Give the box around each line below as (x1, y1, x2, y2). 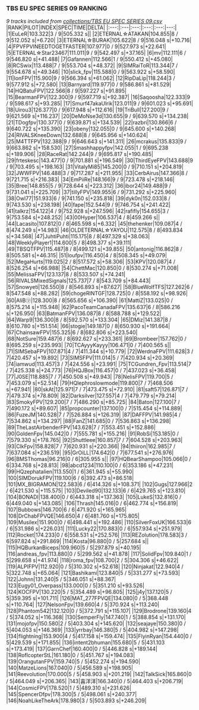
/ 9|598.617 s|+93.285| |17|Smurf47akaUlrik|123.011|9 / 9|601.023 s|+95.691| (6, 100, 194, 107)
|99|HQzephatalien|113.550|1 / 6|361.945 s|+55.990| (6, 468, 134, 475)
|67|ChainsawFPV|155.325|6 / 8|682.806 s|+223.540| (6, 329, 138, 336)
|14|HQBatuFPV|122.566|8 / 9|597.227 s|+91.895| (6, 88, 127, 95)
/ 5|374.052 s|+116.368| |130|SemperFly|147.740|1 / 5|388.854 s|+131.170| (6, 614, 186, 621)
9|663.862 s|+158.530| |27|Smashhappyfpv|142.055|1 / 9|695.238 (6, 144, 169, 151)
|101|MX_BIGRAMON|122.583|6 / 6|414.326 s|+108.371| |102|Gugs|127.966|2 (6, 481, 193, 488)
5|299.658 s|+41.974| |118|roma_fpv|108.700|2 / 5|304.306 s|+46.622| (6, 557, 179, 564)
